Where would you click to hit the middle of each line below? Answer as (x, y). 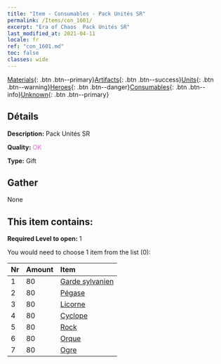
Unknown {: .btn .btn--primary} (65, 94)
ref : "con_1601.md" (36, 46)
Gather (23, 182)
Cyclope (74, 316)
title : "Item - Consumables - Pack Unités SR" (76, 14)
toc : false (23, 53)
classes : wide (28, 60)
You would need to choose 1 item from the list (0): (79, 252)
